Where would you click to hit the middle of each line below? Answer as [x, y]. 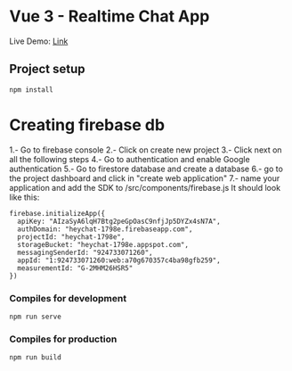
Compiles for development [68, 298]
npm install [31, 90]
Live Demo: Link [39, 41]
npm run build [36, 358]
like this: [24, 197]
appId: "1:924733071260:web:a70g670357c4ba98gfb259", [119, 260]
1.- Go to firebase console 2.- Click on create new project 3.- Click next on [146, 150]
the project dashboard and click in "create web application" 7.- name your [145, 178]
